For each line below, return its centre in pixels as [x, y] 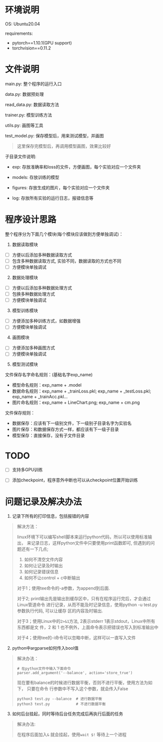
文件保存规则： [20, 413]
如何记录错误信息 [41, 572]
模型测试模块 [25, 364]
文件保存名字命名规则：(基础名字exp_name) [49, 375]
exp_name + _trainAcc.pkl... [40, 397]
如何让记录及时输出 [44, 566]
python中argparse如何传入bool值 [45, 648]
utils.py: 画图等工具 [24, 125]
